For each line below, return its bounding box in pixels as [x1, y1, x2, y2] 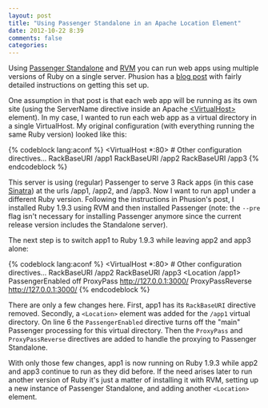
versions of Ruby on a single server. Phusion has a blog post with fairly [8, 72, 242, 81]
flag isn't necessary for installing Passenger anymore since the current [8, 212, 242, 221]
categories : [8, 42, 48, 50]
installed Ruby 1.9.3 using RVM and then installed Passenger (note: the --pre [8, 203, 261, 212]
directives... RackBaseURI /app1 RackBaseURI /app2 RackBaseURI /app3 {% [8, 153, 259, 164]
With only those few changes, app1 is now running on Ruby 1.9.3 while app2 [8, 358, 258, 368]
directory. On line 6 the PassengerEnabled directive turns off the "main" [8, 317, 241, 327]
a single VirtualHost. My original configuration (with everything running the [8, 121, 254, 131]
